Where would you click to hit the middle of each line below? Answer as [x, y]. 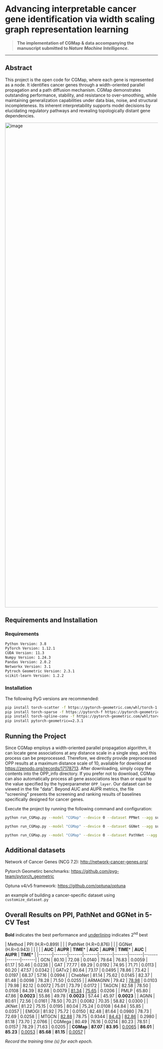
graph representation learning [67, 30]
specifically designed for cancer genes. [45, 800]
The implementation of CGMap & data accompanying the [75, 43]
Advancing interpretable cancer [71, 9]
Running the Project [36, 736]
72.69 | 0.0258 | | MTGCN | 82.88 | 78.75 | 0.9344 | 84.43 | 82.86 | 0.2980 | [81, 1016]
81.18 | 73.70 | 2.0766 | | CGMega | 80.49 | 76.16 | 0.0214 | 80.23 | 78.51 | [78, 1021]
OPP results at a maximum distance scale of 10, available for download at [78, 763]
